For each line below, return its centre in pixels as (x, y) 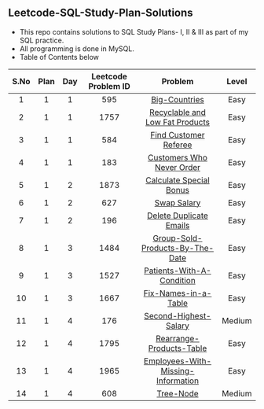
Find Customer (178, 134)
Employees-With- (178, 361)
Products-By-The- (178, 248)
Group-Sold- (178, 238)
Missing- (178, 370)
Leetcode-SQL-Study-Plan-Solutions (101, 13)
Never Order (178, 167)
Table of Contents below (59, 57)
